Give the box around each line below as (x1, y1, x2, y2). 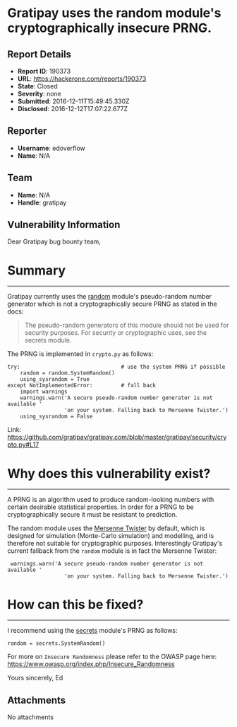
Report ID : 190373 (17, 67, 71, 75)
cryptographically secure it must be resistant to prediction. (7, 510, 178, 519)
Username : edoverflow (17, 144, 86, 152)
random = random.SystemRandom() (20, 370, 115, 377)
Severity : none (17, 90, 62, 98)
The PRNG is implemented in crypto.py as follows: (7, 350, 154, 358)
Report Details (7, 48, 72, 60)
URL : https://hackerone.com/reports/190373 (17, 74, 147, 83)
